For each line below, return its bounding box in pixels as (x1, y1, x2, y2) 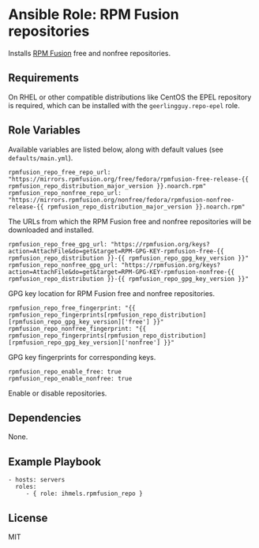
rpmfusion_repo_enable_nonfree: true (8, 374, 133, 382)
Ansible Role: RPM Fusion (8, 6, 179, 24)
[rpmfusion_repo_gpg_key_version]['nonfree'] (8, 338, 160, 347)
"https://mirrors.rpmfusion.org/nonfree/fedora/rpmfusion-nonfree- (8, 196, 235, 204)
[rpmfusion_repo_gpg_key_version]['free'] (8, 317, 150, 325)
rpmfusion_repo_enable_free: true (8, 367, 122, 376)
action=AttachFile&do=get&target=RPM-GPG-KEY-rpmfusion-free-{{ (8, 247, 224, 255)
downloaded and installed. (8, 225, 95, 235)
